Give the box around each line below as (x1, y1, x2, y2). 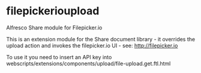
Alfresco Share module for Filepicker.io (6, 24, 103, 31)
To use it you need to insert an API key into (6, 53, 112, 60)
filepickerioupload (6, 4, 100, 18)
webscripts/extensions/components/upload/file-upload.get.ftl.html (6, 60, 171, 67)
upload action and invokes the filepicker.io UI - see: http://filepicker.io (6, 42, 178, 49)
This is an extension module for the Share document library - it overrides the (6, 35, 196, 42)
